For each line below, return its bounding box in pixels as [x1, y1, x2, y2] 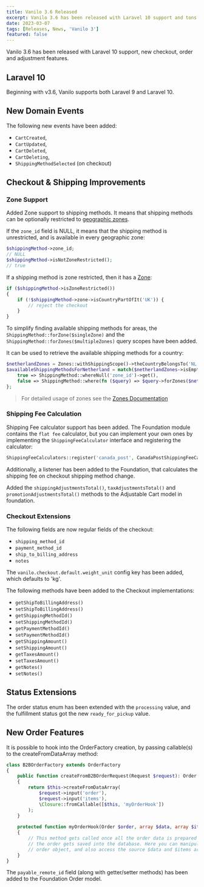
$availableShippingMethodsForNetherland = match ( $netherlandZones [6, 367, 178, 373]
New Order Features [6, 727, 84, 738]
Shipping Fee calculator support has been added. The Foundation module [6, 423, 191, 431]
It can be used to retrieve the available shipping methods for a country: [6, 349, 184, 357]
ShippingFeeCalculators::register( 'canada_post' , [6, 454, 135, 461]
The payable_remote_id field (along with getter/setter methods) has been [6, 869, 188, 876]
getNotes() [15, 665, 43, 671]
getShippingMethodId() [15, 613, 73, 619]
